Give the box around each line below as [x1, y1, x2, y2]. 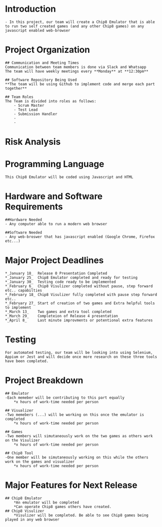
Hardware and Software [5, 191, 103, 202]
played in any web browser [5, 517, 60, 522]
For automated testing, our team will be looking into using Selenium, [5, 350, 153, 355]
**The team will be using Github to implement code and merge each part [5, 81, 155, 86]
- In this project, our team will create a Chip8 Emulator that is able [5, 20, 155, 24]
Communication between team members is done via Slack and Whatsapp [5, 64, 146, 69]
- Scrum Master [14, 103, 45, 108]
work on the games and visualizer [5, 459, 75, 464]
